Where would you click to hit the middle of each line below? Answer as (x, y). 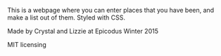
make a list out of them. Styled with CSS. (66, 17)
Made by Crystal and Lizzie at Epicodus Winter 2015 (83, 31)
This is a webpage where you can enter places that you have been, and (111, 10)
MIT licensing (27, 44)
